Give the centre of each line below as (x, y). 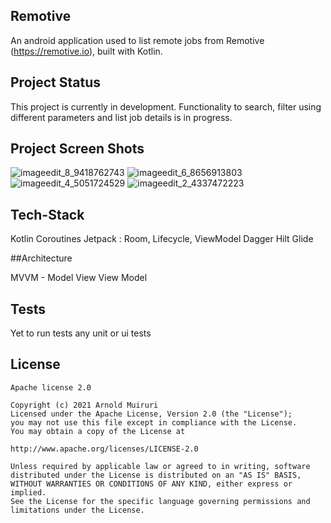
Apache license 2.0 (51, 387)
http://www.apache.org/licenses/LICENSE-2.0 (104, 449)
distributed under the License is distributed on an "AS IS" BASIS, (156, 475)
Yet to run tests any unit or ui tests (81, 333)
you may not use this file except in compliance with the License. (154, 422)
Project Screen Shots (77, 149)
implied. (28, 492)
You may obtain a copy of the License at (98, 431)
